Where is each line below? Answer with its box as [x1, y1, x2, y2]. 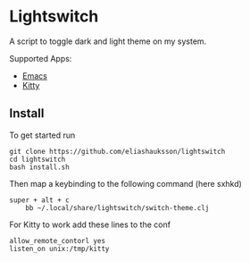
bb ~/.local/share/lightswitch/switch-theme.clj [25, 203, 210, 212]
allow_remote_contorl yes [9, 236, 105, 245]
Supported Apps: [9, 53, 72, 63]
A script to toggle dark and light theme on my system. [9, 36, 207, 46]
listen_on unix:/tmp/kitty [9, 244, 110, 253]
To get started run [9, 130, 76, 140]
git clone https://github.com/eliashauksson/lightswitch [9, 147, 226, 156]
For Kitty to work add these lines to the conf [9, 219, 171, 230]
